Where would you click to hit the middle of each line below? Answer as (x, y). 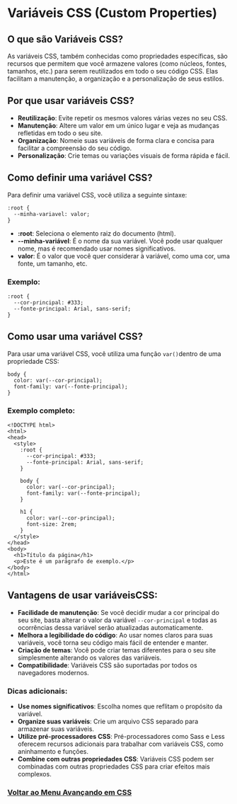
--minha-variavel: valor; (52, 214)
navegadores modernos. (53, 672)
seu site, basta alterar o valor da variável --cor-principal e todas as (117, 620)
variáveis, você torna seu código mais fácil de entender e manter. (113, 643)
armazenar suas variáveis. (56, 729)
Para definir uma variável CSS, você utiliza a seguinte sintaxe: (97, 195)
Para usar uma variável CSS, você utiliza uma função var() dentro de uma (114, 354)
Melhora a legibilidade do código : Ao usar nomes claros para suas (115, 635)
